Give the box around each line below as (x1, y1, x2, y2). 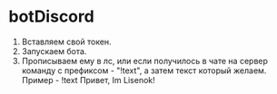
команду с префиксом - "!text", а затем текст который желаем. (21, 65, 267, 76)
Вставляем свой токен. (21, 36, 112, 47)
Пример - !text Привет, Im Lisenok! (21, 74, 155, 85)
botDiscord (8, 6, 94, 27)
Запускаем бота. (21, 45, 87, 56)
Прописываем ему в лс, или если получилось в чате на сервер (21, 55, 269, 66)
